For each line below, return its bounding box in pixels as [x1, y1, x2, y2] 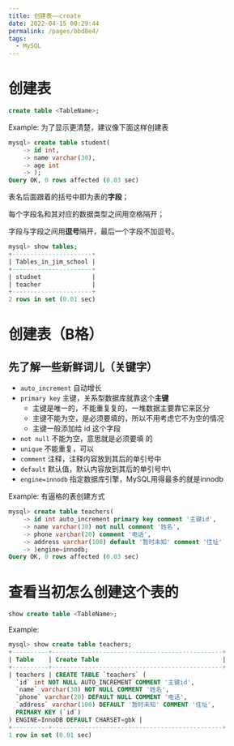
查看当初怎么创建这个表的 [8, 583, 180, 601]
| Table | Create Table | [8, 655, 227, 663]
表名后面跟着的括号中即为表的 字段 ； [8, 192, 130, 202]
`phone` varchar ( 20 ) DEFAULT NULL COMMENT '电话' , [15, 693, 188, 701]
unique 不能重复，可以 [19, 444, 95, 454]
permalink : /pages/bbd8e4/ [8, 27, 100, 35]
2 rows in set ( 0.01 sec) [8, 295, 96, 304]
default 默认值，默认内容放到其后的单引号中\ [19, 464, 172, 474]
